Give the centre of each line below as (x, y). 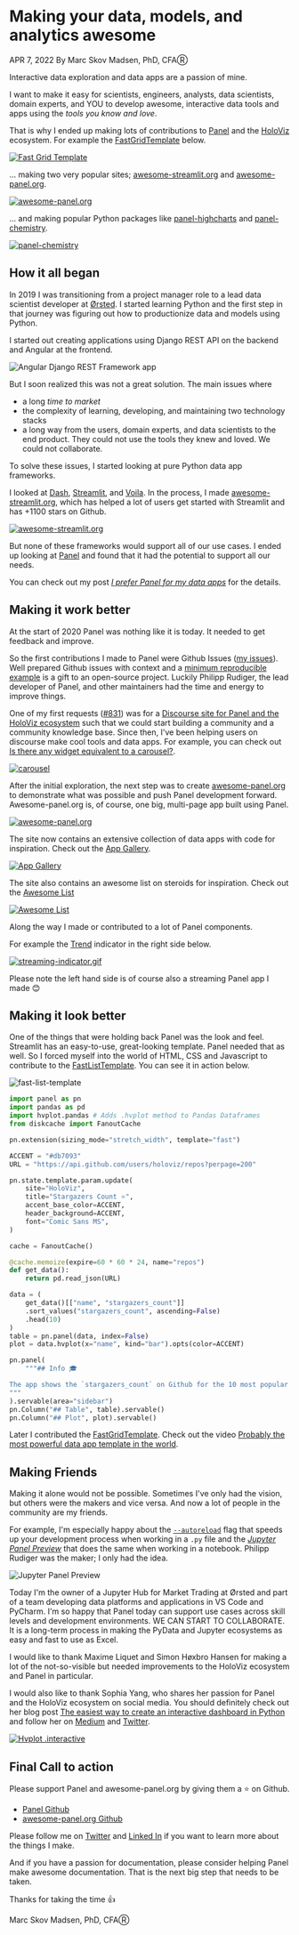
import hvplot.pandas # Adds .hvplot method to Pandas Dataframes (135, 1116)
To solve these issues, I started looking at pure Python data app (126, 465)
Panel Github (45, 1809)
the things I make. (42, 1845)
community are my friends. (59, 1512)
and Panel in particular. (51, 1676)
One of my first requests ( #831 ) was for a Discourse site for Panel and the (144, 713)
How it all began (55, 273)
